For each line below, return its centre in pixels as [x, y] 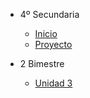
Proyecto [53, 44]
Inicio [46, 33]
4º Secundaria [49, 14]
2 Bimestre [42, 63]
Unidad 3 [53, 83]
